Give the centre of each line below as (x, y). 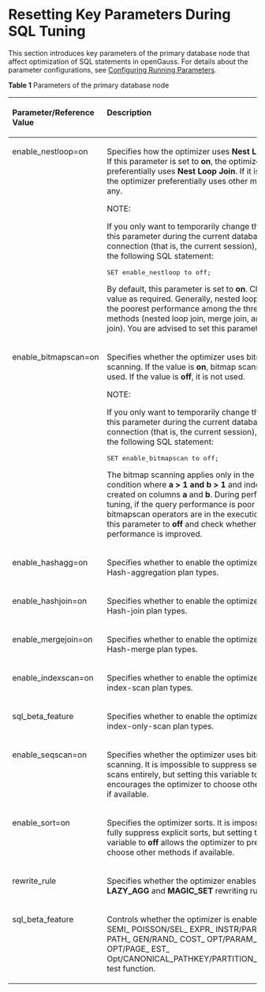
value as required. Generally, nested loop (182, 299)
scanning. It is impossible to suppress (176, 764)
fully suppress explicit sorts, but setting (179, 832)
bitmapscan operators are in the (166, 514)
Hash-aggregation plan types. (162, 572)
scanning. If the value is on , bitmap (171, 367)
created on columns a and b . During (173, 494)
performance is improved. (154, 534)
